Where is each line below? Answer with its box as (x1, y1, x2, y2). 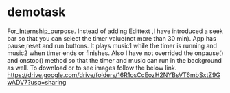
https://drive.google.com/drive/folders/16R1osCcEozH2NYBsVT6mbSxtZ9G (7, 70, 221, 79)
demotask (7, 4, 66, 20)
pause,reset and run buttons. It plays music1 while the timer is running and (7, 41, 218, 50)
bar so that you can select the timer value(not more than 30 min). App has (7, 34, 216, 42)
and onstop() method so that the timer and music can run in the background (7, 56, 222, 64)
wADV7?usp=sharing (7, 78, 67, 86)
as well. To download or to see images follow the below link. (7, 63, 177, 72)
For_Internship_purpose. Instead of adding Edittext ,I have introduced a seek (7, 27, 223, 35)
